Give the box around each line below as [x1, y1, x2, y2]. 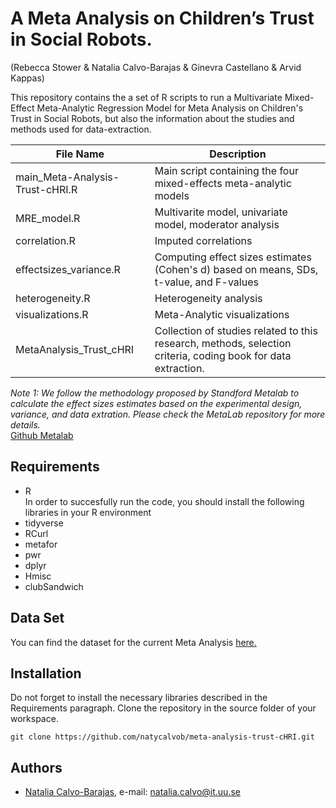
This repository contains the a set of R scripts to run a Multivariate [10, 91, 283, 103]
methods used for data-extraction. [10, 123, 152, 135]
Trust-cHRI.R [15, 182, 78, 196]
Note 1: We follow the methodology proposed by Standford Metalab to [10, 387, 300, 399]
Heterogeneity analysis [154, 291, 263, 305]
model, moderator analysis [154, 217, 280, 231]
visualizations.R [15, 307, 89, 321]
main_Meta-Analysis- [15, 170, 120, 184]
